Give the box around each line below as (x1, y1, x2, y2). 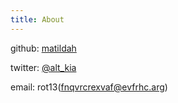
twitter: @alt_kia (10, 61, 77, 73)
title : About (10, 14, 65, 25)
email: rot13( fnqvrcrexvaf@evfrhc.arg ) (10, 81, 168, 93)
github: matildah (10, 42, 77, 54)
